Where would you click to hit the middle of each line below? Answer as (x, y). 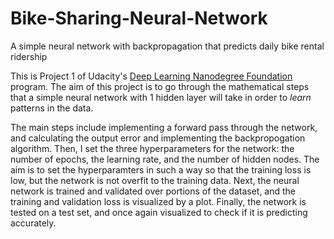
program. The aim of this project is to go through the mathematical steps (160, 86)
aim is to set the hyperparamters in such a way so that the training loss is (161, 169)
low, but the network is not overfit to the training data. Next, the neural (155, 180)
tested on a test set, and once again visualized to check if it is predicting (159, 212)
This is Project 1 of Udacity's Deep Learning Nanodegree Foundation (151, 76)
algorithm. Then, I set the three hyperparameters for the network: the (152, 148)
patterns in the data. (52, 108)
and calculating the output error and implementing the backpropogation (158, 138)
